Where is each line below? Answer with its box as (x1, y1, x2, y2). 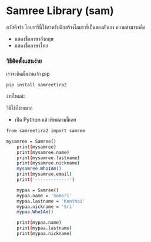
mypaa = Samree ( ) (16, 187, 59, 193)
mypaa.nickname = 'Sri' (16, 204, 75, 210)
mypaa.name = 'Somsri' (16, 193, 72, 199)
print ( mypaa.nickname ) (16, 231, 72, 237)
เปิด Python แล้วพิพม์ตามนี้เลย (14, 116, 76, 123)
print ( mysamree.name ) (16, 149, 69, 155)
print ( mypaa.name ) (16, 220, 62, 226)
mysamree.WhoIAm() (16, 166, 62, 172)
